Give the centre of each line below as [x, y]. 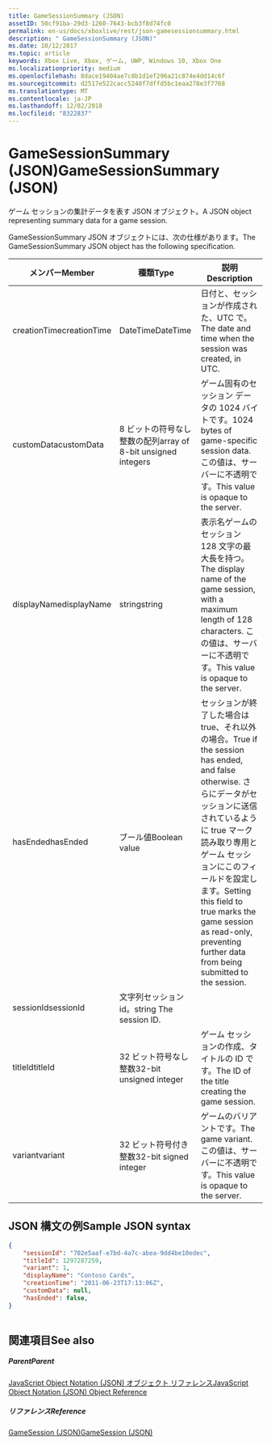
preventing [221, 941]
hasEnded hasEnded [50, 842]
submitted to [224, 972]
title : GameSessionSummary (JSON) [67, 16]
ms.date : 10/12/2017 [43, 46]
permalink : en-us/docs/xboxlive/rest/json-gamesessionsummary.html [124, 31]
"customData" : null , [57, 1291]
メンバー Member [62, 273]
